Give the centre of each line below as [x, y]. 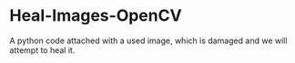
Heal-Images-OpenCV [96, 16]
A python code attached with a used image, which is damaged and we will [148, 40]
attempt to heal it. [42, 49]
